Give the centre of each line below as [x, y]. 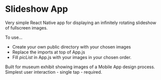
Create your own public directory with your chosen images [71, 47]
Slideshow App [37, 9]
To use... [14, 37]
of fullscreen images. [27, 27]
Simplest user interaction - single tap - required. [54, 72]
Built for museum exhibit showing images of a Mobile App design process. [80, 67]
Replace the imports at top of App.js [49, 52]
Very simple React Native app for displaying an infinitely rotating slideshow [81, 23]
